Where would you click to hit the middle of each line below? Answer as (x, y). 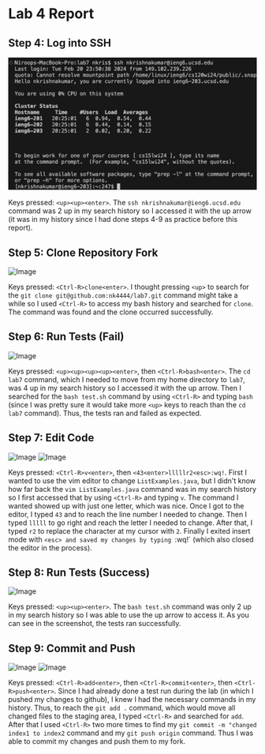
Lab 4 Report (51, 14)
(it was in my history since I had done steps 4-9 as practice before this (123, 219)
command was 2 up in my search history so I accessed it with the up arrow (130, 211)
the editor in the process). (50, 548)
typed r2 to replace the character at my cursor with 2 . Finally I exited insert (129, 531)
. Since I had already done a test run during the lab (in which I (154, 691)
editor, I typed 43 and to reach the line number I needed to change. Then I (127, 514)
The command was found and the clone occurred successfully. (111, 312)
